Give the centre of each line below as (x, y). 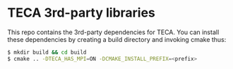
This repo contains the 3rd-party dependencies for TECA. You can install (113, 32)
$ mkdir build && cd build (47, 52)
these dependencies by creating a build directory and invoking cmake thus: (117, 39)
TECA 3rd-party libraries (81, 13)
